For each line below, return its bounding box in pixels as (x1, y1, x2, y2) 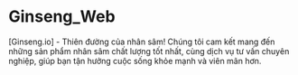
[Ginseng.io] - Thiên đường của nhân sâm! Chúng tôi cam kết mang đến (8, 36, 275, 47)
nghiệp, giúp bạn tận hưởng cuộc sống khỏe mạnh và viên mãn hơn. (8, 55, 262, 66)
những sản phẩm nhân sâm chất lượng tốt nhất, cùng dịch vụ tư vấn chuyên (8, 45, 290, 56)
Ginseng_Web (8, 6, 116, 27)
